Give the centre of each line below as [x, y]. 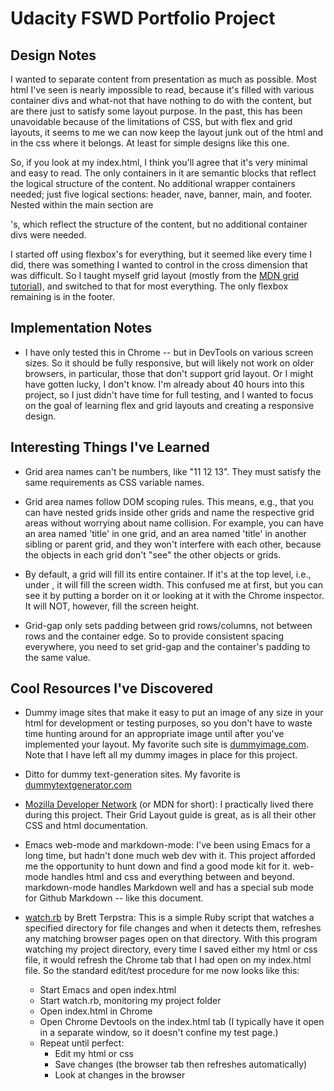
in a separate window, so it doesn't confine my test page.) [159, 1033]
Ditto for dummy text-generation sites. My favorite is [132, 774]
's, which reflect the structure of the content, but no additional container [159, 224]
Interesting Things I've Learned [110, 447]
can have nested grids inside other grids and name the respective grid [169, 512]
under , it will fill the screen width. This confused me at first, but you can [173, 584]
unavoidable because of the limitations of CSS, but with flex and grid [151, 121]
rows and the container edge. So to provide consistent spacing [154, 636]
